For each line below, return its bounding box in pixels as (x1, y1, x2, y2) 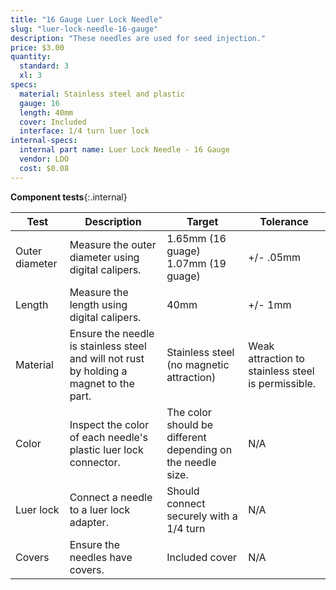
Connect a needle (69, 490, 153, 504)
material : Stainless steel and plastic (19, 89, 186, 99)
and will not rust (69, 351, 145, 365)
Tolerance (259, 214, 309, 228)
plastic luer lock (69, 442, 144, 456)
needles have (69, 550, 133, 564)
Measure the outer (69, 237, 157, 251)
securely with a (166, 509, 238, 523)
